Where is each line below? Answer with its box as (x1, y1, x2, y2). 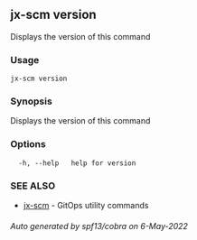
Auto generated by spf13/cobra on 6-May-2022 (10, 220, 189, 231)
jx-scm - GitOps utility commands (23, 200, 149, 210)
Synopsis (10, 95, 52, 107)
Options (10, 138, 46, 151)
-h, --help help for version (18, 158, 136, 168)
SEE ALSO (10, 180, 56, 192)
